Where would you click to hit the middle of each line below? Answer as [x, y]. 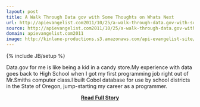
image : [14, 39]
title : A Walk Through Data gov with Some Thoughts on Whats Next [90, 17]
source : [16, 28]
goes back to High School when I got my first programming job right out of [97, 74]
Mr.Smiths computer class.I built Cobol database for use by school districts [98, 80]
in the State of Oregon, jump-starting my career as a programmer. [87, 86]
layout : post [22, 12]
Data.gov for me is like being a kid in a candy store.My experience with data [99, 67]
